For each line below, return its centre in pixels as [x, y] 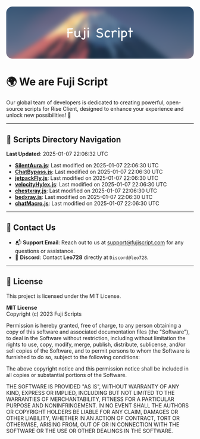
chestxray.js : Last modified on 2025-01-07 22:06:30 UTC [86, 191]
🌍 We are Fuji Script [57, 82]
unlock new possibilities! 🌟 [39, 115]
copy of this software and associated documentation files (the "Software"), [98, 332]
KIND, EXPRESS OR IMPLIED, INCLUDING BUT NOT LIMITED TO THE [90, 393]
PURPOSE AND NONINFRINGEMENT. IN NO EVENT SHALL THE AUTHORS [98, 405]
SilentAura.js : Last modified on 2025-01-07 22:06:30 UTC [87, 166]
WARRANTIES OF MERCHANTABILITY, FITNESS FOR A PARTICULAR [90, 399]
